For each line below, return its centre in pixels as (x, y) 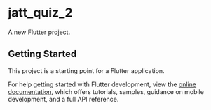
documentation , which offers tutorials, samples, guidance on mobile (106, 91)
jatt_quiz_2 (40, 13)
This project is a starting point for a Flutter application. (86, 70)
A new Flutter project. (39, 32)
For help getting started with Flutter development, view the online (102, 84)
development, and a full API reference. (63, 99)
